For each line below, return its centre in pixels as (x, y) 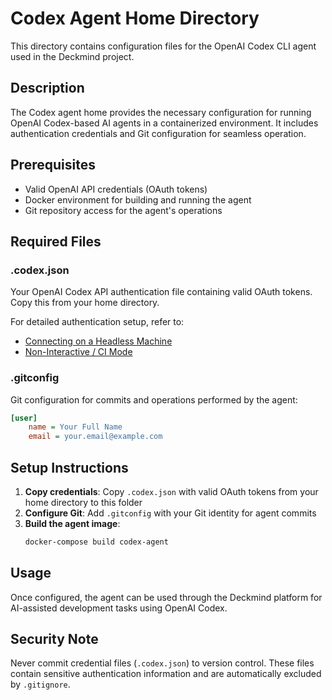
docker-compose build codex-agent (96, 542)
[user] (24, 418)
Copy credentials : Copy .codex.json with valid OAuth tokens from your (171, 491)
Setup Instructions (69, 467)
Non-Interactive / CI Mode (78, 352)
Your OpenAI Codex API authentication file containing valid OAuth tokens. (161, 292)
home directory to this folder (83, 502)
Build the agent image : (72, 523)
